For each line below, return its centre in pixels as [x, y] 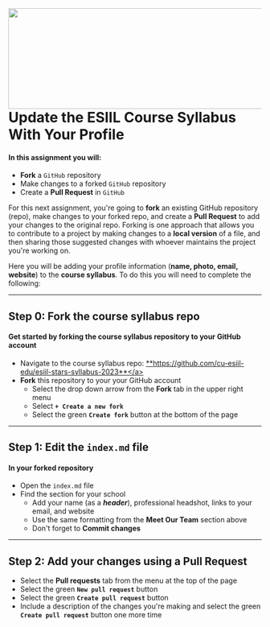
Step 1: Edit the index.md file [79, 447]
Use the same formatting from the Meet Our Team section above [139, 520]
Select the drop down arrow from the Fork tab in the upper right [137, 389]
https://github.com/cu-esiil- [198, 363]
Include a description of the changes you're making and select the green [140, 606]
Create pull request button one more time [91, 615]
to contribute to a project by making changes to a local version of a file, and [135, 233]
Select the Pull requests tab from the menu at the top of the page [129, 581]
